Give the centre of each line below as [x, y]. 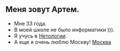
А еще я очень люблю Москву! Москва [63, 42]
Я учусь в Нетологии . [40, 36]
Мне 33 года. [30, 23]
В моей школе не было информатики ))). [64, 30]
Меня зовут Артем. [43, 10]
